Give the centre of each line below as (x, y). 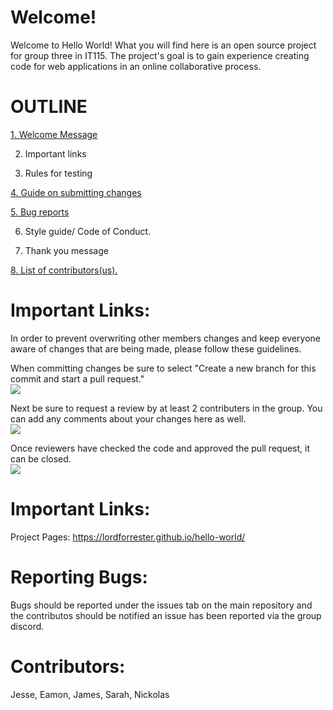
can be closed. (41, 458)
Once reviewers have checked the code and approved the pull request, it (160, 448)
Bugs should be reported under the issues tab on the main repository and (161, 605)
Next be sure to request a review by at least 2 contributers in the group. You (166, 408)
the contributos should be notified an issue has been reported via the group (166, 615)
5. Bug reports (40, 212)
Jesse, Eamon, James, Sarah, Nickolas (90, 694)
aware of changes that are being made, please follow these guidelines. (156, 348)
